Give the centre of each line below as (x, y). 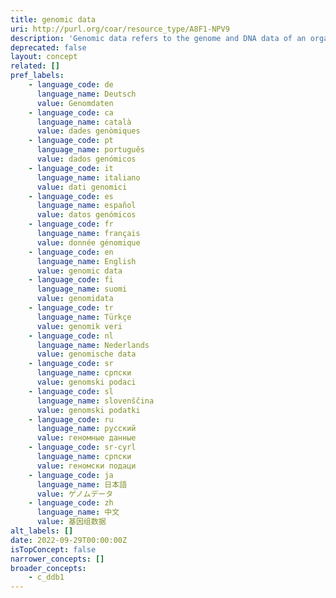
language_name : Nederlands (93, 345)
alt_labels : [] (42, 531)
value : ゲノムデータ (75, 494)
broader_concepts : (48, 568)
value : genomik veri (79, 326)
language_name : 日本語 (82, 484)
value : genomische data (86, 354)
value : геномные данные (86, 438)
